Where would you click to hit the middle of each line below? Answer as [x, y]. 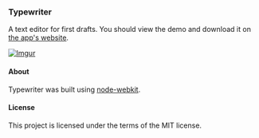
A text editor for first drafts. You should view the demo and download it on [129, 30]
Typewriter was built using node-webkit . [75, 89]
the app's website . [39, 37]
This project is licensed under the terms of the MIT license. [105, 125]
